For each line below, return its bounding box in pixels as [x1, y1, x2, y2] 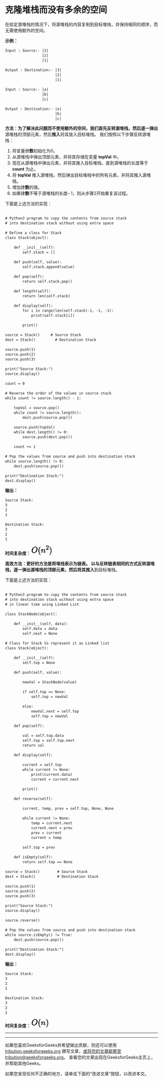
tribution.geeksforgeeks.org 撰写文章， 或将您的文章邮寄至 [5, 1048, 122, 1054]
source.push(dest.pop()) [22, 435, 73, 439]
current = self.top [22, 762, 62, 767]
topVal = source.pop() [14, 405, 60, 410]
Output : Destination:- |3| [5, 68, 62, 72]
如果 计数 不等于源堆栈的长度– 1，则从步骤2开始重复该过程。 [12, 190, 130, 196]
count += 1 [14, 444, 36, 449]
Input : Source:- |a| [5, 87, 49, 92]
